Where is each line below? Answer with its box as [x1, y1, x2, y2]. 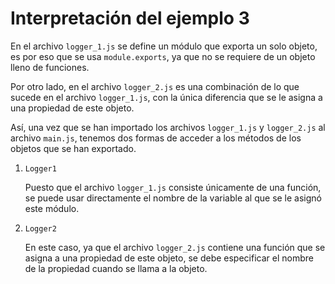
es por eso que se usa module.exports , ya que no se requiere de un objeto [10, 50, 316, 62]
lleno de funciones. [10, 61, 90, 73]
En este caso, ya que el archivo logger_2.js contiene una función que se [24, 241, 326, 253]
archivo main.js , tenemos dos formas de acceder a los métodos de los [10, 132, 302, 144]
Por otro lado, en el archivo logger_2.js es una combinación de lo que [10, 80, 300, 92]
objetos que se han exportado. [10, 142, 137, 154]
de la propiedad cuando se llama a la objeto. [24, 262, 208, 274]
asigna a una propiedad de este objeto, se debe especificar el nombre [24, 252, 314, 264]
